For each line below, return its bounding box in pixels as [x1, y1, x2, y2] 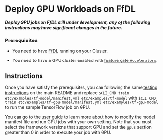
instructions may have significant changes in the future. [5, 24, 122, 30]
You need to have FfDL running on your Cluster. [12, 48, 108, 54]
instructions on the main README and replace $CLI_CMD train [5, 90, 129, 96]
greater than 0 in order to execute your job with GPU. [5, 129, 111, 135]
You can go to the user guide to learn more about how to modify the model [5, 114, 155, 120]
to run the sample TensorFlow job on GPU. [5, 104, 90, 110]
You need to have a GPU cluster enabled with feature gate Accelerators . [12, 58, 158, 63]
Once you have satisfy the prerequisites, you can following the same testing [5, 84, 158, 91]
